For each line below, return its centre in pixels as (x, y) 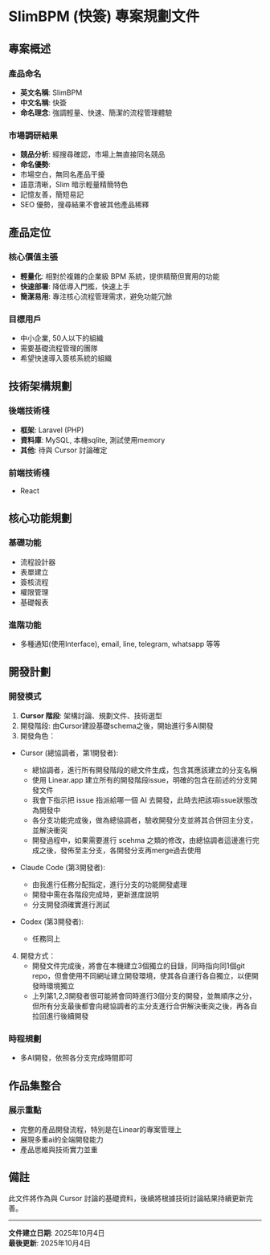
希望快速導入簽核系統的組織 (66, 358)
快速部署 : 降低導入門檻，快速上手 (75, 286)
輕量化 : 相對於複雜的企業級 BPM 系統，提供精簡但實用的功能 (120, 276)
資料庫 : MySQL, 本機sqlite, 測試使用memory (92, 439)
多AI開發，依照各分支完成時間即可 (76, 1058)
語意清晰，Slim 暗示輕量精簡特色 (74, 185)
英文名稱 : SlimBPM (51, 92)
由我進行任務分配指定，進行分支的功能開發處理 (109, 884)
